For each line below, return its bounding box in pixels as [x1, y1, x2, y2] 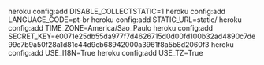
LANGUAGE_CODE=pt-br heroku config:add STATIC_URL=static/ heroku [8, 15, 242, 24]
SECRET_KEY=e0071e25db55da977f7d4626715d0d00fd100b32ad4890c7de [8, 31, 256, 41]
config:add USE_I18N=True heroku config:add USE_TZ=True [8, 49, 203, 57]
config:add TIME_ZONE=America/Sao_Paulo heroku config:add [8, 23, 214, 32]
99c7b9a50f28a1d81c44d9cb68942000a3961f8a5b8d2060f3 [8, 40, 210, 49]
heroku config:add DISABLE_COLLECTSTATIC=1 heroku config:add [8, 7, 226, 16]
